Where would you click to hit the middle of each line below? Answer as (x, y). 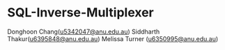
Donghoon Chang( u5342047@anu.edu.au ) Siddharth (84, 32)
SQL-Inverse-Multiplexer (81, 13)
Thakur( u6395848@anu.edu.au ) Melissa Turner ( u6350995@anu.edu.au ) (113, 38)
